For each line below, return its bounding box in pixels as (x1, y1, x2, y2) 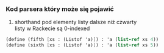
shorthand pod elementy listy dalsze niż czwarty (14, 19, 137, 26)
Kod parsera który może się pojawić (5, 5, 114, 13)
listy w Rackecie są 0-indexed (14, 25, 90, 32)
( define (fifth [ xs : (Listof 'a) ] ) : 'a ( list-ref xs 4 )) (5, 37, 159, 43)
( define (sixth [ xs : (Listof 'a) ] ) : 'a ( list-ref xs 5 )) (5, 42, 159, 48)
